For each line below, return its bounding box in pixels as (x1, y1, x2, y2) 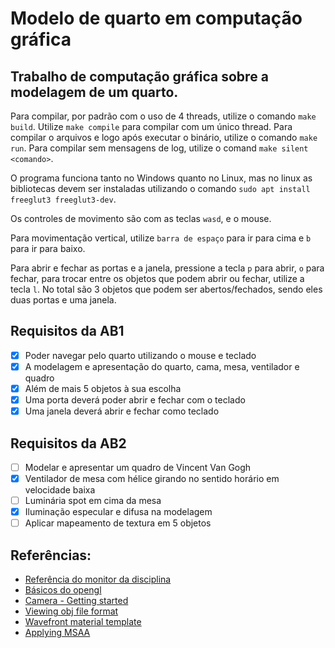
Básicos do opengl (24, 584, 102, 596)
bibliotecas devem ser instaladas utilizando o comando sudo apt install (10, 183, 311, 194)
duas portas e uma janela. (10, 294, 117, 306)
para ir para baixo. (10, 243, 86, 254)
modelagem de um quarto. (10, 83, 179, 101)
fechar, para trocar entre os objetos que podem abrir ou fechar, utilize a (10, 273, 305, 284)
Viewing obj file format (24, 605, 119, 617)
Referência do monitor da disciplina (24, 573, 172, 586)
